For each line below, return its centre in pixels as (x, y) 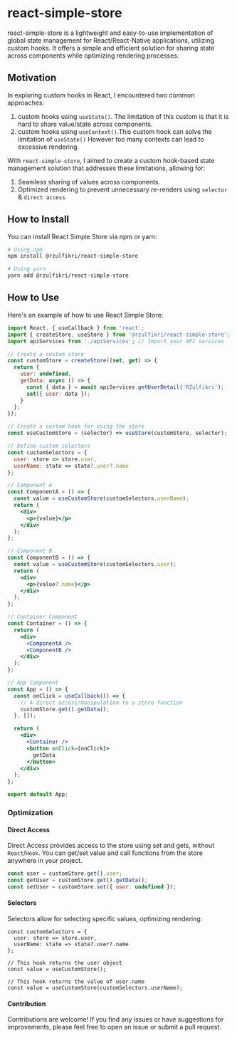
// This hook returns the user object (65, 963)
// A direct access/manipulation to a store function (101, 703)
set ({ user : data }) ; (58, 394)
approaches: (26, 103)
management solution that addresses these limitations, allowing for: (106, 168)
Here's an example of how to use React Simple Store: (85, 315)
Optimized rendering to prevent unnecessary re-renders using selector (122, 189)
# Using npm (25, 250)
